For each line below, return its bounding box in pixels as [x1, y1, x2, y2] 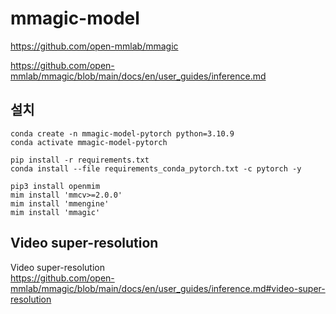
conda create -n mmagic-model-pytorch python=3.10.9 [10, 128, 235, 139]
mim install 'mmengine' [10, 198, 110, 209]
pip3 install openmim [10, 181, 101, 191]
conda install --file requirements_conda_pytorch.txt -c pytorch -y [10, 163, 302, 174]
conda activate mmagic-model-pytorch [10, 137, 168, 147]
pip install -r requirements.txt [10, 155, 150, 165]
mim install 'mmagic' [10, 207, 101, 217]
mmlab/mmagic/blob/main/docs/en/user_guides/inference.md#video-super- [10, 282, 326, 294]
